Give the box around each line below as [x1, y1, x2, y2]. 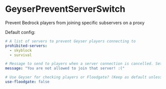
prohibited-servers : [5, 43, 48, 48]
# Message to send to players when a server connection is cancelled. [5, 61, 154, 66]
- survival [9, 53, 32, 58]
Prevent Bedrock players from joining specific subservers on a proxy [5, 20, 145, 26]
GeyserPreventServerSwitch [5, 3, 125, 15]
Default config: [5, 29, 36, 35]
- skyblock [9, 48, 32, 53]
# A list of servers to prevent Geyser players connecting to [5, 38, 136, 44]
